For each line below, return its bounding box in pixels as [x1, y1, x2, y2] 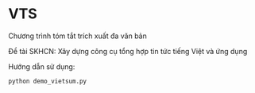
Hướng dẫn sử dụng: [8, 61, 75, 72]
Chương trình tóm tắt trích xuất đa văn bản [8, 31, 147, 41]
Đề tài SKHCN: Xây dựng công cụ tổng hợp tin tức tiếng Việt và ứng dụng [8, 46, 248, 56]
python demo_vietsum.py [8, 77, 87, 85]
